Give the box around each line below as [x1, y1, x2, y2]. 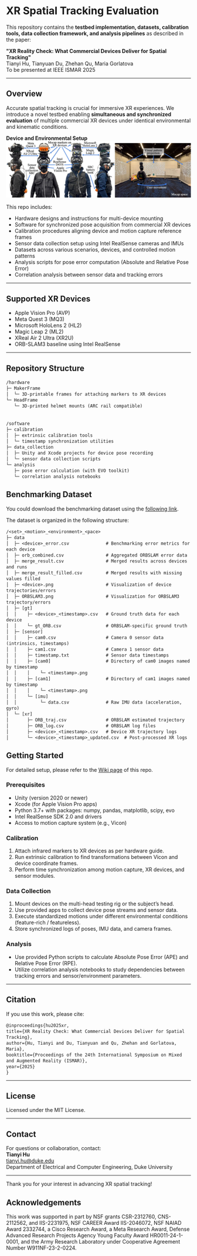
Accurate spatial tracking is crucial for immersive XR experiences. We [6, 104, 175, 111]
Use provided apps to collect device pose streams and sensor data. [14, 907, 178, 914]
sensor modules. [14, 872, 56, 879]
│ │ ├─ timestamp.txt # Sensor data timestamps [6, 652, 169, 658]
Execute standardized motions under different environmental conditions [14, 913, 188, 920]
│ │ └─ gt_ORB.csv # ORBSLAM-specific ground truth [6, 622, 188, 629]
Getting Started [6, 751, 64, 761]
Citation [6, 995, 36, 1005]
